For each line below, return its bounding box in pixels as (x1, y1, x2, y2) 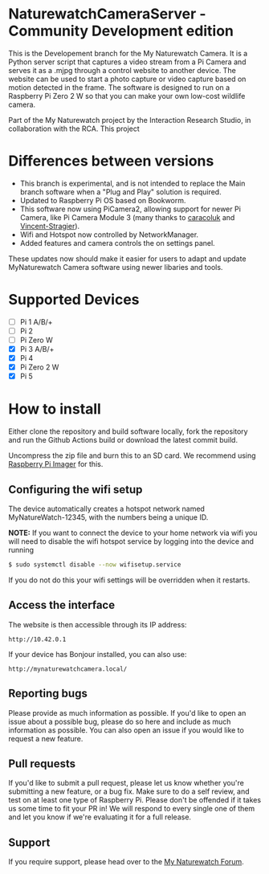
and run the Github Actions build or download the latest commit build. (8, 435, 238, 445)
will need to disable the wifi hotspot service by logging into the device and (8, 537, 255, 546)
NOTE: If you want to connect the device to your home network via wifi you (8, 528, 258, 537)
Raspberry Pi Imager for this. (8, 459, 104, 469)
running (8, 545, 35, 554)
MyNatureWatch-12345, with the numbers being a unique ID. (8, 513, 209, 522)
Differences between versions (8, 152, 214, 170)
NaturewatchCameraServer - (8, 5, 206, 23)
